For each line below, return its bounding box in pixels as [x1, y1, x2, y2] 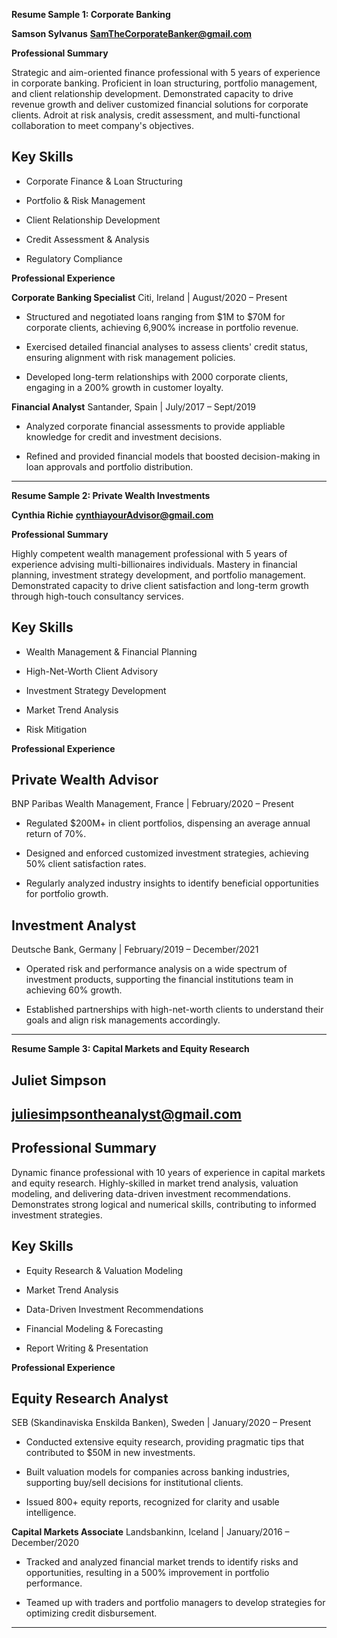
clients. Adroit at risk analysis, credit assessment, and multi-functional [11, 109, 301, 121]
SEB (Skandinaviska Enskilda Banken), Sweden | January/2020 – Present [11, 1417, 312, 1429]
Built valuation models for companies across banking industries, [25, 1466, 290, 1478]
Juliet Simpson [11, 1072, 107, 1089]
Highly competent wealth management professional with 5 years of [11, 547, 288, 559]
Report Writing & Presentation [25, 1342, 149, 1354]
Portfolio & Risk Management [25, 194, 146, 206]
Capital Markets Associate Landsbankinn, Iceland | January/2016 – [11, 1526, 290, 1538]
